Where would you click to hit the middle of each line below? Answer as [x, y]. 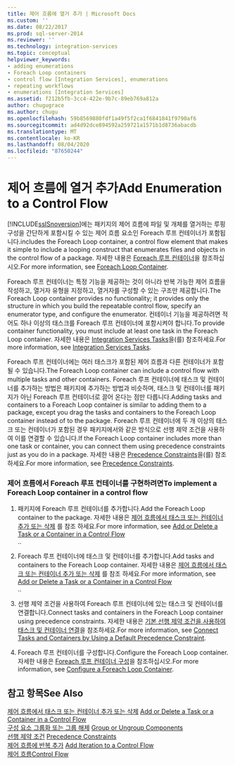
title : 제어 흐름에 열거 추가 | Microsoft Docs [71, 14]
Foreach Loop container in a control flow [78, 492]
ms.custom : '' [28, 20]
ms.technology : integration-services [63, 46]
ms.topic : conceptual [39, 53]
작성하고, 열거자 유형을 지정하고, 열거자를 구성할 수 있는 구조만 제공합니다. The [114, 290]
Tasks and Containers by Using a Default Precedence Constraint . [112, 638]
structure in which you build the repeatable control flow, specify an [104, 305]
